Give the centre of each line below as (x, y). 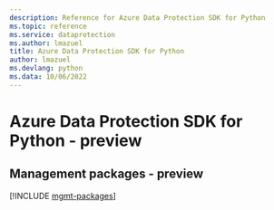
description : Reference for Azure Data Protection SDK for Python (137, 18)
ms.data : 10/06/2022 (49, 77)
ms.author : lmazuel (46, 43)
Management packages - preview (107, 174)
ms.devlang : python (46, 69)
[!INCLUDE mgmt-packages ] (63, 196)
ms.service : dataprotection (63, 34)
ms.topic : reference (49, 26)
